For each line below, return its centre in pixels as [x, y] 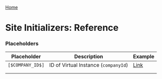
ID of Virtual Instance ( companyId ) [89, 65]
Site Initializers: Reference [62, 28]
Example [144, 57]
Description [89, 57]
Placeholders [22, 44]
